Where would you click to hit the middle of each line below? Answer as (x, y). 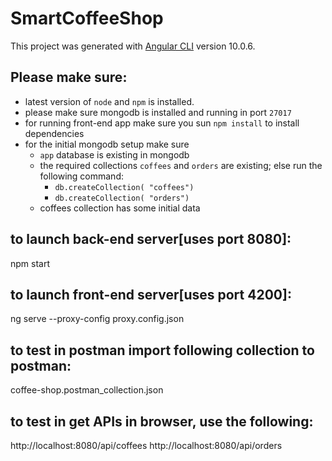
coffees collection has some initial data (120, 208)
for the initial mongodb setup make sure (107, 144)
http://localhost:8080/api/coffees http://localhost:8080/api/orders (146, 445)
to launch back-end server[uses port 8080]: (151, 239)
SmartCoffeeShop (87, 18)
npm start (30, 263)
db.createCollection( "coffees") (124, 187)
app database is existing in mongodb (114, 154)
